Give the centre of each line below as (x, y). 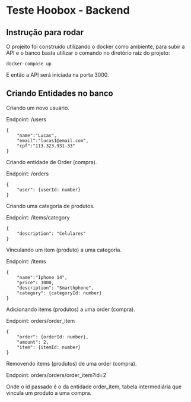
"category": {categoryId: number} (59, 293)
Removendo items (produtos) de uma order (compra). (71, 363)
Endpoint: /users (26, 119)
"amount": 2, (33, 342)
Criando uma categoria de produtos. (50, 206)
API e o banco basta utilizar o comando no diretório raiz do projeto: (88, 53)
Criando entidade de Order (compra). (52, 162)
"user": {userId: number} (49, 190)
